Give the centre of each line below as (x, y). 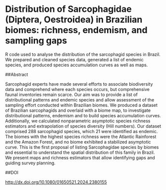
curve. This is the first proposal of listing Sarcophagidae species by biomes (82, 147)
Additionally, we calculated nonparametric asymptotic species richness (78, 121)
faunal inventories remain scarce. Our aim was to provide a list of (71, 95)
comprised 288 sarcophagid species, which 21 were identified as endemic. (82, 131)
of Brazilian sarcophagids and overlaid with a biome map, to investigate (78, 110)
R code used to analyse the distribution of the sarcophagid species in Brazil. (83, 54)
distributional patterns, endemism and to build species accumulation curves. (83, 115)
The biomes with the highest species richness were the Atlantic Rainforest (81, 137)
